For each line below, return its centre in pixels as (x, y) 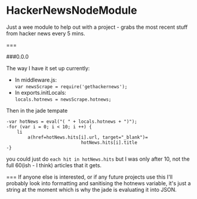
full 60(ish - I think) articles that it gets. (54, 165)
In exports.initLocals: (41, 92)
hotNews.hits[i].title (109, 142)
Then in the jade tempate (37, 110)
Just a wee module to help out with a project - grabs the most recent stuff (97, 27)
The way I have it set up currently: (48, 68)
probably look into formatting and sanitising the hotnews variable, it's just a (98, 183)
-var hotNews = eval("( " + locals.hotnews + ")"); (72, 121)
